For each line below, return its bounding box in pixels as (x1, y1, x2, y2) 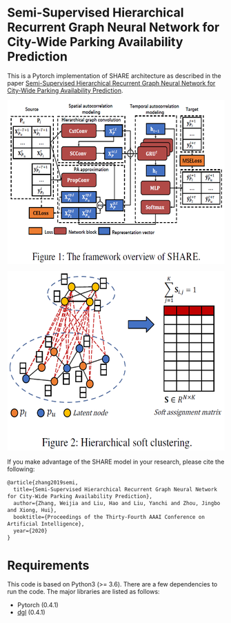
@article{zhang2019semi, (7, 479, 79, 486)
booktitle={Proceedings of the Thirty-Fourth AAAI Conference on (13, 514, 205, 521)
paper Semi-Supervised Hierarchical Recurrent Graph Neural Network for (7, 79, 216, 87)
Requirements (7, 557, 90, 573)
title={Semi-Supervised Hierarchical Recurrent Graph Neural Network (13, 486, 217, 493)
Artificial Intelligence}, (7, 521, 85, 528)
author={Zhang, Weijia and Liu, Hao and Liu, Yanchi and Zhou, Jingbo (13, 500, 221, 507)
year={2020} (13, 528, 48, 535)
